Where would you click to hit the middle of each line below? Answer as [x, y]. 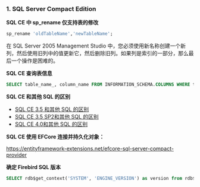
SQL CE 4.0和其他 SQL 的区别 [51, 124]
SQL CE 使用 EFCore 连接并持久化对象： [55, 137]
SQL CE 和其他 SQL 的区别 [38, 97]
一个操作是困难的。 [35, 61]
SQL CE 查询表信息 [29, 74]
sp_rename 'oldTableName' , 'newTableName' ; [60, 34]
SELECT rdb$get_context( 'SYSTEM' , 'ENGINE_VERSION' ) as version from [94, 179]
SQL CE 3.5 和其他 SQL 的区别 [52, 109]
